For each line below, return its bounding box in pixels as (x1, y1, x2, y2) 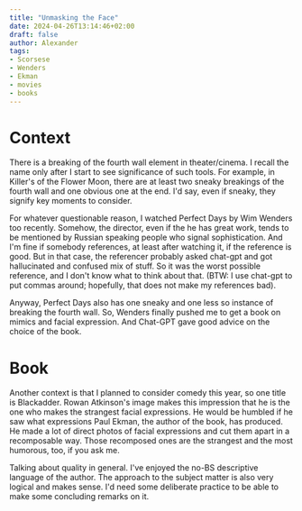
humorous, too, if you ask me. (9, 445, 120, 456)
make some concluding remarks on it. (9, 491, 150, 502)
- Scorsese (9, 55, 50, 64)
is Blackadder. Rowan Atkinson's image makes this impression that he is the (9, 397, 291, 408)
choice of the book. (9, 326, 82, 337)
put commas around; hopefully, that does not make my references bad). (9, 280, 277, 291)
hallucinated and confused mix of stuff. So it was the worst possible (9, 260, 261, 271)
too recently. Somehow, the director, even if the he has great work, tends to (9, 223, 289, 233)
